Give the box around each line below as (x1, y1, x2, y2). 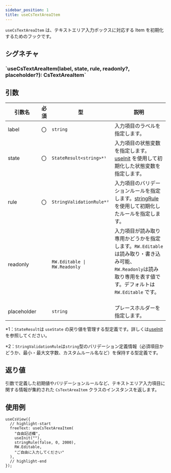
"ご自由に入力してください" (14, 450, 65, 455)
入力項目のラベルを (114, 122, 161, 129)
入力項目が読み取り (114, 227, 161, 234)
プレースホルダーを (114, 304, 160, 311)
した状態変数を (124, 162, 161, 170)
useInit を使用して (114, 155, 158, 162)
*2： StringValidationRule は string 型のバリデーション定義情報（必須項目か (5, 343, 164, 349)
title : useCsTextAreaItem (5, 12, 60, 17)
